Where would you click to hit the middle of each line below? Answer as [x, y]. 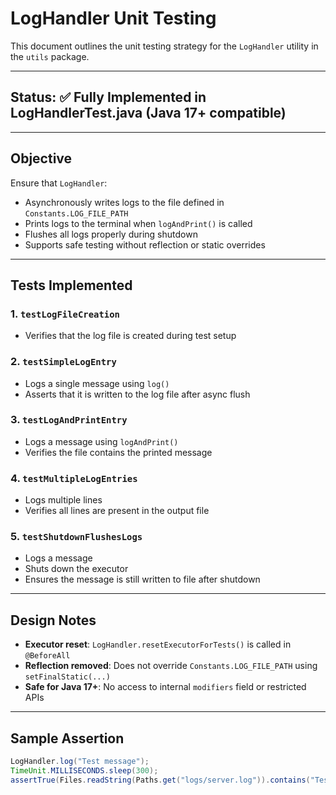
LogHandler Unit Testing [113, 18]
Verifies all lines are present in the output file [117, 511]
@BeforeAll [47, 656]
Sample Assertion [67, 738]
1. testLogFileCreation [65, 314]
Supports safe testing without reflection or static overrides [145, 244]
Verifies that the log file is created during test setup [130, 336]
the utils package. [50, 56]
